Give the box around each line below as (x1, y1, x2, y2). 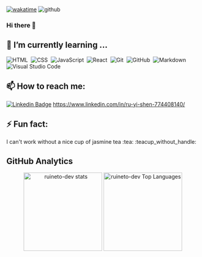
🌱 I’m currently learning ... (6, 40, 108, 50)
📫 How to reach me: (6, 81, 86, 92)
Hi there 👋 (6, 21, 37, 29)
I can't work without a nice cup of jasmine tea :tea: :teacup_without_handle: (6, 138, 197, 146)
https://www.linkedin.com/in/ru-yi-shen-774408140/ (53, 100, 185, 108)
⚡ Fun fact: (6, 119, 48, 129)
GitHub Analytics (6, 156, 73, 166)
